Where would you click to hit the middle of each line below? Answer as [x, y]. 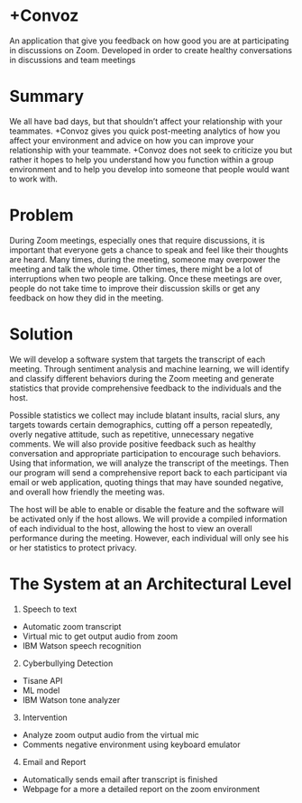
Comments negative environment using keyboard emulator [131, 744]
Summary [46, 97]
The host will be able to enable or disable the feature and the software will [147, 509]
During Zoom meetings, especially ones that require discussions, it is [137, 240]
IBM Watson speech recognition [82, 645]
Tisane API [42, 680]
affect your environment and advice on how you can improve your [132, 140]
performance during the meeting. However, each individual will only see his [149, 538]
